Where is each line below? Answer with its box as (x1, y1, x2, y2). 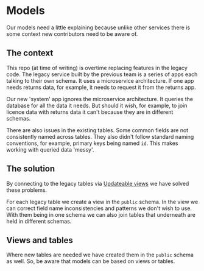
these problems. (6, 186, 47, 194)
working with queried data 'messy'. (6, 146, 94, 153)
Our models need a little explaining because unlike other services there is (6, 24, 191, 31)
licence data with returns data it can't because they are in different (6, 108, 174, 116)
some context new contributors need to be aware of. (6, 30, 138, 37)
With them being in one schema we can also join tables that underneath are (6, 211, 196, 218)
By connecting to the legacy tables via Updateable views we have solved (6, 180, 189, 187)
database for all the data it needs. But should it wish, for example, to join (6, 102, 188, 109)
